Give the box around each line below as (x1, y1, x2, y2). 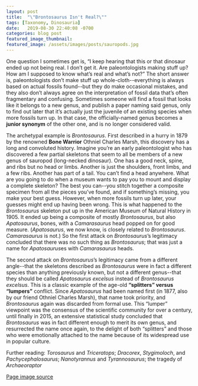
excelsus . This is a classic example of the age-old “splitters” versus (6, 281, 173, 288)
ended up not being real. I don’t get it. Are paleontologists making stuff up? (6, 64, 189, 71)
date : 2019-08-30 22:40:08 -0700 (6, 25, 94, 31)
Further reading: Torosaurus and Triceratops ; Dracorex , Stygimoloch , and (6, 349, 186, 356)
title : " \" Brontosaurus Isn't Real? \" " (6, 14, 108, 20)
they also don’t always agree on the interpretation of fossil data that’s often (6, 89, 189, 96)
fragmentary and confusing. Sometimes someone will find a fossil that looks (6, 95, 191, 102)
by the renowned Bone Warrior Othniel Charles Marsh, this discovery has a (6, 138, 190, 145)
